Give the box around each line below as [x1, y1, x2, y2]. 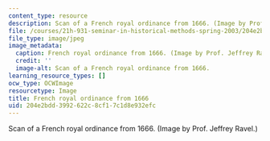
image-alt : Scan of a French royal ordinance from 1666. [15, 64, 211, 73]
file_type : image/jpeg [8, 34, 84, 43]
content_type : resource [8, 11, 88, 20]
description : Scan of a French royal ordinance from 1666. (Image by [8, 19, 247, 27]
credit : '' [15, 57, 52, 65]
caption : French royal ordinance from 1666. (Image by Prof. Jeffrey [15, 49, 253, 57]
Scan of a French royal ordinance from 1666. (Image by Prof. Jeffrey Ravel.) [8, 124, 259, 134]
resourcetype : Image [8, 86, 78, 95]
